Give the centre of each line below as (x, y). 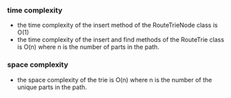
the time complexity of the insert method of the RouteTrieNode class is (118, 25)
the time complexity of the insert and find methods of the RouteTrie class (121, 40)
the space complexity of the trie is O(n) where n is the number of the (114, 79)
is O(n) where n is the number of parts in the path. (88, 47)
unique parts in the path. (52, 87)
